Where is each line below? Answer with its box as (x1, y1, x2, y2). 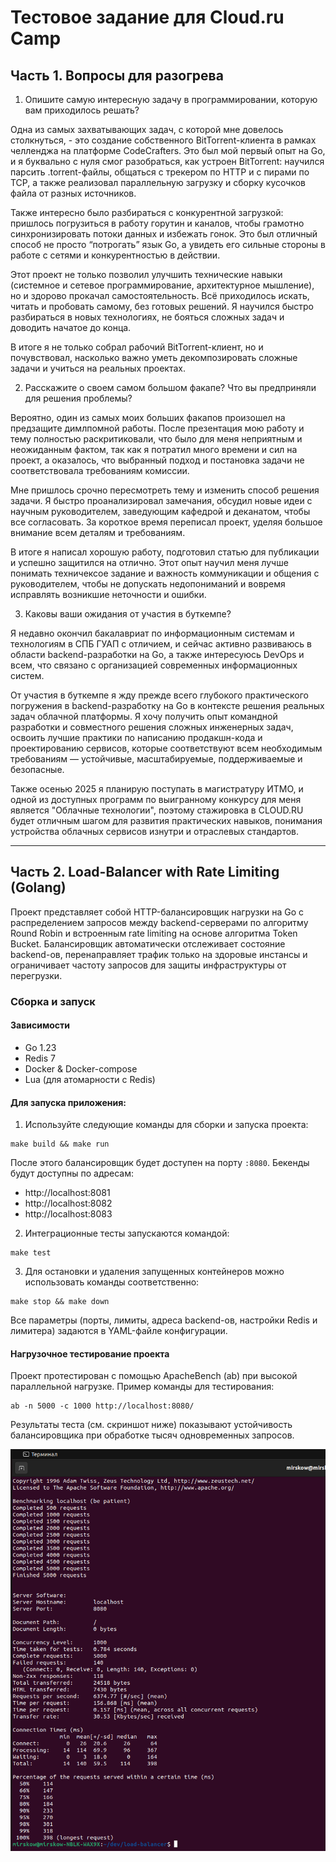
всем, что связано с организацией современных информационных (10, 659, 298, 671)
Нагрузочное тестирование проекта (10, 1347, 170, 1360)
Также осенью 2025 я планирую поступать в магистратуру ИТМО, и (10, 783, 304, 795)
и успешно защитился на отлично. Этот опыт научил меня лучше (10, 557, 289, 568)
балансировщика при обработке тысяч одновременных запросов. (10, 1429, 295, 1441)
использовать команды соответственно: (24, 1276, 200, 1288)
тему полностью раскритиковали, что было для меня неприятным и (10, 433, 303, 445)
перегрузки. (10, 969, 63, 981)
